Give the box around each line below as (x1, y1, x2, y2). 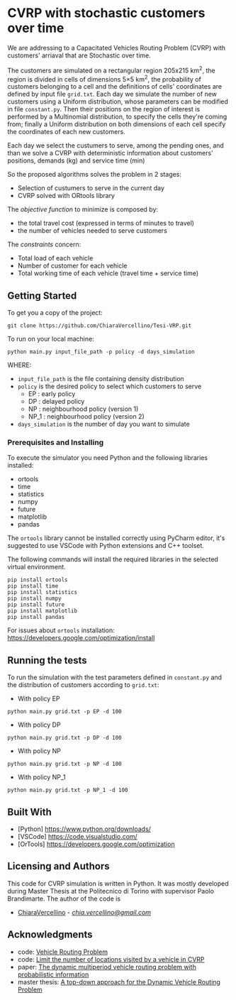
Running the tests (7, 654, 87, 666)
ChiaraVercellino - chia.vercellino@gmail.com (17, 908, 151, 916)
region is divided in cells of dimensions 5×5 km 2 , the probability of (7, 73, 202, 83)
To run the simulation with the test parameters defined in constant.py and (7, 673, 222, 682)
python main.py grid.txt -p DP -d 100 (7, 735, 122, 742)
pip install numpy (7, 595, 62, 603)
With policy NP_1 (17, 773, 66, 781)
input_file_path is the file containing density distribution (17, 375, 184, 383)
